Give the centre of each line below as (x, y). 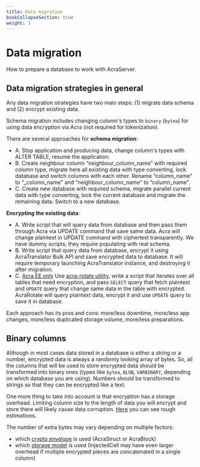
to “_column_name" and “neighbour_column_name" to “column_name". (102, 182)
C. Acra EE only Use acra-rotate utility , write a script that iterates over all (105, 276)
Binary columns (36, 338)
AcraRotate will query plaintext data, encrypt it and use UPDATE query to (103, 295)
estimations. (21, 415)
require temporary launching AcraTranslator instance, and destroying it (102, 263)
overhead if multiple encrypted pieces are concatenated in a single (98, 451)
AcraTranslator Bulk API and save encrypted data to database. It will (99, 257)
